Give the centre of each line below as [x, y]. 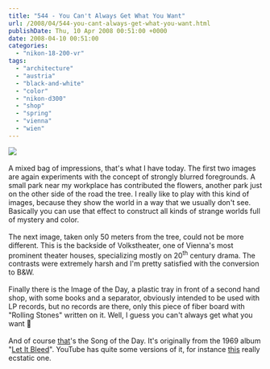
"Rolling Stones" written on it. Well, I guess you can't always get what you [131, 315]
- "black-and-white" [50, 83]
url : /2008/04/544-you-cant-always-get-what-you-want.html [110, 23]
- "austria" [36, 76]
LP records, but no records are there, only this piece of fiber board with [127, 307]
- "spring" [34, 114]
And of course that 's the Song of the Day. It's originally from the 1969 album [135, 341]
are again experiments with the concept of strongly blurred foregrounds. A [132, 176]
